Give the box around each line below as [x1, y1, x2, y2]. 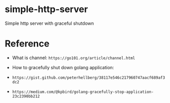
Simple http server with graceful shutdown [5, 20, 94, 26]
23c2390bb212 [12, 93, 40, 99]
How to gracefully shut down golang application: [12, 64, 114, 70]
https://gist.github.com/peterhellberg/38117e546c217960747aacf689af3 [12, 75, 165, 80]
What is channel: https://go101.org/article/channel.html [12, 55, 135, 61]
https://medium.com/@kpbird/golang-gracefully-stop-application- [12, 89, 154, 94]
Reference [5, 38, 49, 49]
